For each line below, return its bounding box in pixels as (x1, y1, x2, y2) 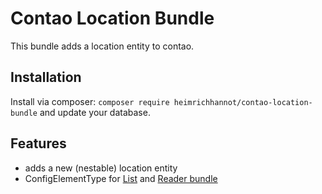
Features (10, 135, 67, 152)
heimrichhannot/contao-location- (173, 97, 313, 107)
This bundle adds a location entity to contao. (10, 40, 195, 52)
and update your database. (39, 106, 151, 118)
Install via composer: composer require (10, 95, 170, 107)
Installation (10, 69, 82, 86)
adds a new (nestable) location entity (24, 162, 178, 174)
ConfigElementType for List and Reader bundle (24, 172, 218, 184)
